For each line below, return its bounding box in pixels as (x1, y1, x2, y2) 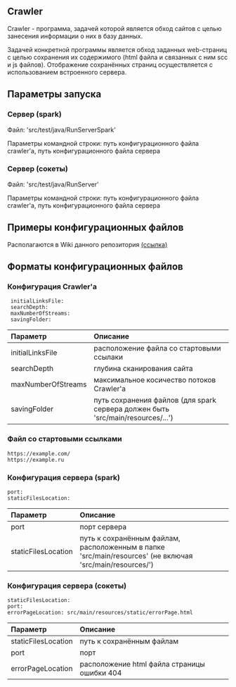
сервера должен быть (93, 404, 170, 414)
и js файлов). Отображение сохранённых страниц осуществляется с (7, 60, 213, 69)
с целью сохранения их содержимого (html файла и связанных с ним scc (7, 53, 228, 61)
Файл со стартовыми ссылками (7, 434, 122, 444)
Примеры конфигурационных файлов (7, 222, 184, 234)
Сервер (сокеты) (7, 164, 68, 174)
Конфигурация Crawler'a (7, 282, 97, 291)
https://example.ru (7, 456, 65, 463)
